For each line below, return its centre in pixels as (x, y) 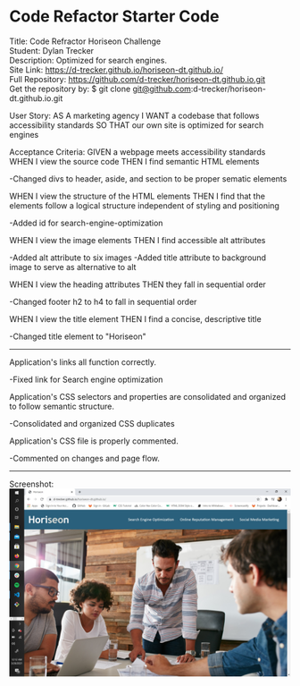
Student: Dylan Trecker (52, 50)
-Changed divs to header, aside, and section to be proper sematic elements (148, 178)
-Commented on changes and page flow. (85, 458)
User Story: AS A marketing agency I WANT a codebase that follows (134, 115)
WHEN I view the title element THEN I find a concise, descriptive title (135, 318)
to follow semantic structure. (62, 406)
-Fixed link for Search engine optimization (86, 379)
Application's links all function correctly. (83, 362)
